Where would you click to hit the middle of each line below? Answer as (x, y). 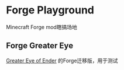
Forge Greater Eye (40, 46)
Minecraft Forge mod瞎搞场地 (42, 27)
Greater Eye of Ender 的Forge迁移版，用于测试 (62, 60)
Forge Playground (50, 10)
